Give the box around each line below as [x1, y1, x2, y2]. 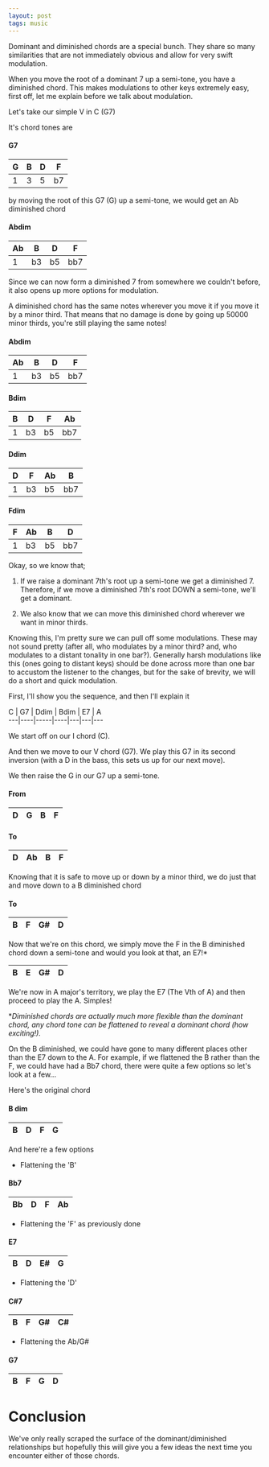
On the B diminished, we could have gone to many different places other [8, 1044, 247, 1054]
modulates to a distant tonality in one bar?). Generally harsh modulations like [8, 649, 262, 660]
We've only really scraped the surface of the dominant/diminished [8, 1434, 227, 1444]
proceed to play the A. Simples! [8, 995, 112, 1006]
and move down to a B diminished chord [8, 880, 142, 890]
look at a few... [8, 1069, 57, 1079]
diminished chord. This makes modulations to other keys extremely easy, [8, 82, 250, 93]
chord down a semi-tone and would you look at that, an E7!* [8, 948, 208, 958]
